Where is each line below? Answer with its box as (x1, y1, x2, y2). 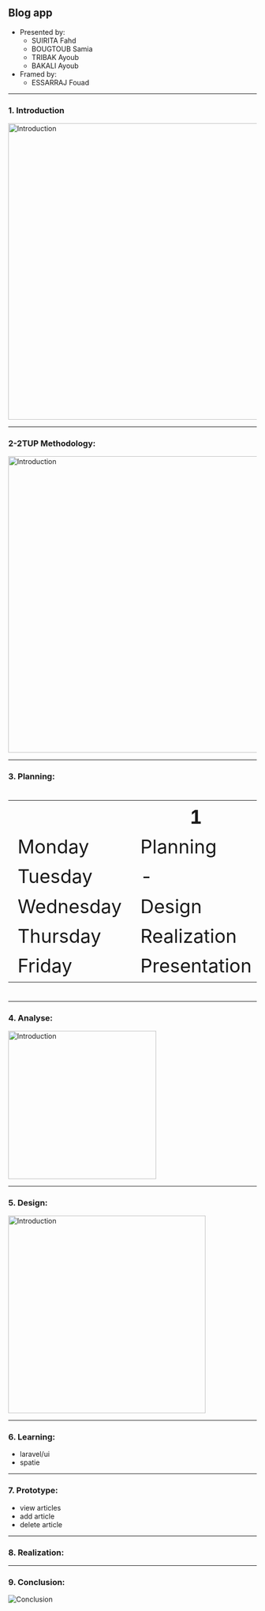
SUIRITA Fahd (31, 36, 77, 45)
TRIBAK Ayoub (31, 52, 80, 62)
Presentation (140, 954, 252, 978)
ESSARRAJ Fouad (31, 77, 90, 87)
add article (19, 1511, 55, 1521)
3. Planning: (8, 771, 55, 782)
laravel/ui (19, 1450, 50, 1459)
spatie (19, 1458, 40, 1467)
